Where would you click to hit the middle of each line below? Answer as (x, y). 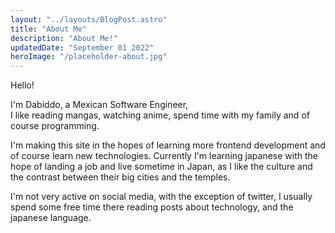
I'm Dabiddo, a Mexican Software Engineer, (99, 105)
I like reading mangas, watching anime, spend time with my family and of (160, 115)
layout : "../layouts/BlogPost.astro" (89, 19)
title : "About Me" (48, 29)
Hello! (22, 85)
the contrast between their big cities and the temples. (120, 177)
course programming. (55, 126)
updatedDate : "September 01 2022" (82, 47)
